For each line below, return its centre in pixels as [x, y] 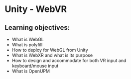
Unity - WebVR [36, 9]
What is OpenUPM [31, 71]
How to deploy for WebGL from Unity [50, 50]
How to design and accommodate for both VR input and [69, 60]
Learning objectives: [37, 28]
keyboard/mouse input [35, 66]
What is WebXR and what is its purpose [52, 55]
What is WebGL [28, 39]
